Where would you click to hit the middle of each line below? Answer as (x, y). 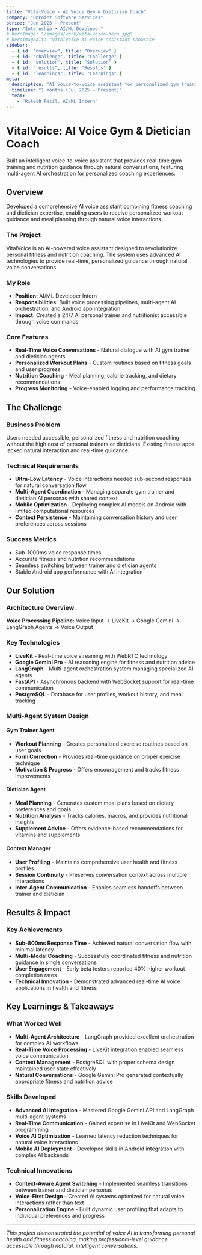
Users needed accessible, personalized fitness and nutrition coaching (93, 437)
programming (32, 1129)
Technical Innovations (39, 1170)
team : (19, 96)
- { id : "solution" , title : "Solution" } (64, 62)
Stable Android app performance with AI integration (79, 571)
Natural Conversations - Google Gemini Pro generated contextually (99, 1075)
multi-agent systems (40, 1117)
